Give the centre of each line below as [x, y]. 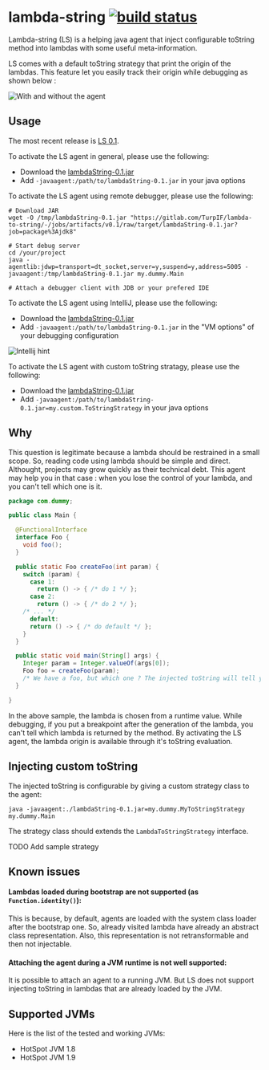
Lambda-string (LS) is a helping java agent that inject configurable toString [131, 39]
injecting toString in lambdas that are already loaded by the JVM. [115, 989]
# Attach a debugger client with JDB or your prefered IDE [109, 288]
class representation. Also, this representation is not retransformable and [129, 936]
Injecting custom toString [73, 767]
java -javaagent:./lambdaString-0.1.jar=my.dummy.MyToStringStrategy [127, 809]
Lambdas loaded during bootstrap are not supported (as [103, 892]
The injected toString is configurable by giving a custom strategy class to [129, 786]
